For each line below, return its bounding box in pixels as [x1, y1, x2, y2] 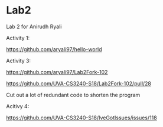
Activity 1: [6, 34, 30, 41]
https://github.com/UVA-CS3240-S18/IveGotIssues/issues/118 [6, 114, 158, 121]
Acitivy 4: [6, 102, 30, 109]
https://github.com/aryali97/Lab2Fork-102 [6, 68, 108, 75]
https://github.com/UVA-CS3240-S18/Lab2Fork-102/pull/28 [6, 80, 152, 87]
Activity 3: [6, 57, 31, 64]
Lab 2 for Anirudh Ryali [6, 23, 62, 30]
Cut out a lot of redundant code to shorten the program [6, 91, 141, 98]
